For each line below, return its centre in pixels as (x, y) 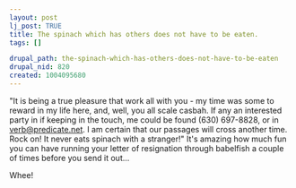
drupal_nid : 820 (39, 67)
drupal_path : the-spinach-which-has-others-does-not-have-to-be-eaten (144, 59)
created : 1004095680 (48, 76)
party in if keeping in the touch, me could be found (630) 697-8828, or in (144, 120)
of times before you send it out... (70, 158)
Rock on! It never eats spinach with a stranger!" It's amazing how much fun (148, 139)
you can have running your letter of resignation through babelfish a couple (147, 148)
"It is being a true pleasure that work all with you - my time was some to (142, 100)
